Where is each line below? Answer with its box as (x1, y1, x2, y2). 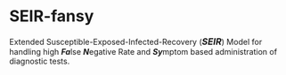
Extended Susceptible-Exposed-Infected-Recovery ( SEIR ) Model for (9, 35, 263, 48)
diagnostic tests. (9, 56, 70, 66)
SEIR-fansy (9, 6, 94, 26)
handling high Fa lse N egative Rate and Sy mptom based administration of (9, 46, 278, 56)
